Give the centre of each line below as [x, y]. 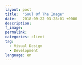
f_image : [14, 28]
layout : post [18, 10]
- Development [24, 50]
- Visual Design [26, 46]
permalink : [16, 32]
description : [18, 23]
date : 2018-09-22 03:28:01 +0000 [41, 19]
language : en [18, 55]
